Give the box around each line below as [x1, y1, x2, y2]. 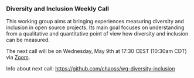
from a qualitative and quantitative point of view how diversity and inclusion [6, 30, 189, 37]
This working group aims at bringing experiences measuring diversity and [6, 18, 185, 25]
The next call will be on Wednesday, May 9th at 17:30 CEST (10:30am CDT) [6, 48, 188, 55]
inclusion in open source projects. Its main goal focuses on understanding [6, 24, 185, 31]
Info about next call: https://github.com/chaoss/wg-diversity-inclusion [6, 65, 175, 72]
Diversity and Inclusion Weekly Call [6, 5, 110, 13]
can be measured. [6, 37, 50, 44]
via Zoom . [6, 54, 30, 61]
